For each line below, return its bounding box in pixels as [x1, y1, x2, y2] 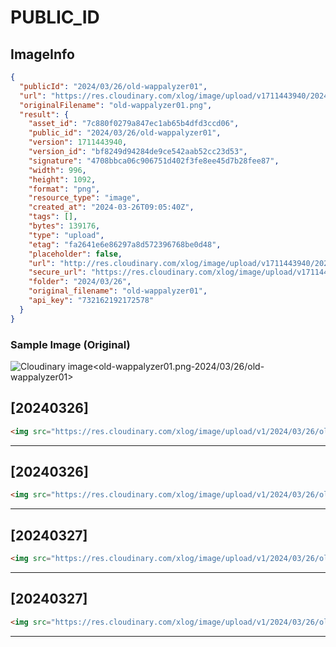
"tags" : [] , [28, 212, 78, 222]
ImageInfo [10, 46, 75, 63]
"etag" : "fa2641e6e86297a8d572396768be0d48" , [28, 239, 222, 250]
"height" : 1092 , [28, 174, 97, 185]
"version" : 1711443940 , [28, 137, 128, 148]
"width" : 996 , [28, 165, 87, 175]
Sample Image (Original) [10, 337, 131, 351]
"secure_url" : [28, 267, 87, 278]
